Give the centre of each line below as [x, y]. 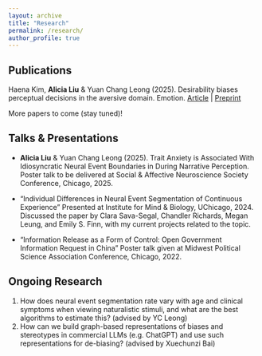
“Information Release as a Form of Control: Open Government [121, 239]
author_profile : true [44, 38]
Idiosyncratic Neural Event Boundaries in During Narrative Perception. [134, 166]
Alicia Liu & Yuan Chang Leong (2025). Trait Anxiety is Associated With [137, 157]
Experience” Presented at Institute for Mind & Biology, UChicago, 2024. [137, 207]
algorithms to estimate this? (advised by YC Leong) [104, 318]
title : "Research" [39, 23]
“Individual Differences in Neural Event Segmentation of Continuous [131, 198]
